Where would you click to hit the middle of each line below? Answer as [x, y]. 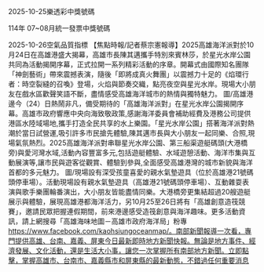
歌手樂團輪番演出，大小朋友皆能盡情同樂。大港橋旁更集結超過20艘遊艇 [136, 192]
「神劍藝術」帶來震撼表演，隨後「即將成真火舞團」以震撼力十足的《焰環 [125, 74]
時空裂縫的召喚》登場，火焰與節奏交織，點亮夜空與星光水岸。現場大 [132, 84]
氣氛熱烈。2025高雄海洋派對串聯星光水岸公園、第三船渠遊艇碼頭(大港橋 [131, 143]
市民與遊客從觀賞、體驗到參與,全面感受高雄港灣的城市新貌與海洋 [149, 162]
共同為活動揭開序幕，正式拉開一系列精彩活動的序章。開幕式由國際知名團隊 [128, 64]
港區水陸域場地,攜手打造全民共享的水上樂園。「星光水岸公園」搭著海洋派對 [128, 123]
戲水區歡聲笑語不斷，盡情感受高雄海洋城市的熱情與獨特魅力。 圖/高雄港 [137, 94]
